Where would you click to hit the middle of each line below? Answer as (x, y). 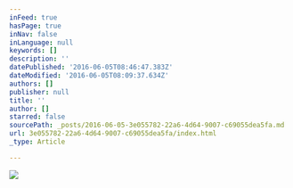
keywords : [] (33, 51)
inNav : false (33, 34)
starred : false (37, 117)
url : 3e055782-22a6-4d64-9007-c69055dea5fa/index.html (113, 134)
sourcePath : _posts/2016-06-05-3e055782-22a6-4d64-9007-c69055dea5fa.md (147, 126)
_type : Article (37, 142)
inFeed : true (33, 17)
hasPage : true (36, 26)
